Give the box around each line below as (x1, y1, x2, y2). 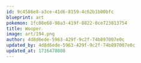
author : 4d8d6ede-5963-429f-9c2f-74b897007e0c (6, 37, 125, 43)
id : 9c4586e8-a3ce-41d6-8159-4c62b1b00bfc (6, 8, 114, 15)
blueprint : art (6, 14, 44, 20)
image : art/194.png (6, 31, 55, 37)
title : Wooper (6, 25, 42, 32)
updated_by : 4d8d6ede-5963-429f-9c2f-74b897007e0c (6, 43, 136, 49)
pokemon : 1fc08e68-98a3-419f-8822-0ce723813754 (6, 20, 128, 26)
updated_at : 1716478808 (6, 48, 66, 54)
